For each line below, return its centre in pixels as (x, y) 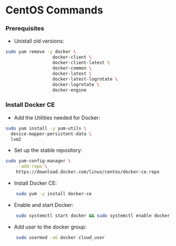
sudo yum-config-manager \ (38, 161)
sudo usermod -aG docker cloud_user (61, 237)
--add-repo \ (32, 167)
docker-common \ (72, 68)
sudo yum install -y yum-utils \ (46, 128)
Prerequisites (25, 29)
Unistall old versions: (39, 41)
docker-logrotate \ (76, 84)
